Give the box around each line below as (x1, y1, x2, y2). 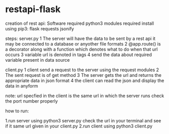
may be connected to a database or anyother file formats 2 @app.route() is (5, 40, 161, 47)
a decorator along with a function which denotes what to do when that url (5, 46, 158, 52)
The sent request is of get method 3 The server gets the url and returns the (5, 72, 161, 78)
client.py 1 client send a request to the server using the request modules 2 (5, 67, 159, 73)
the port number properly (5, 98, 58, 104)
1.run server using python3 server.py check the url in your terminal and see (5, 117, 161, 123)
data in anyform (5, 82, 38, 89)
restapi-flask (5, 4, 61, 15)
